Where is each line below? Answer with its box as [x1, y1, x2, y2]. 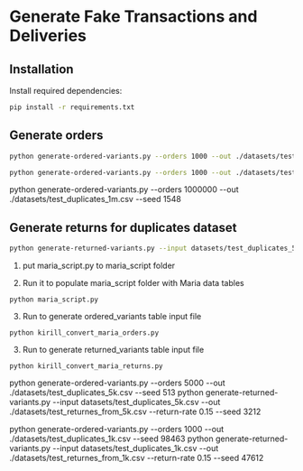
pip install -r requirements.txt [9, 103, 135, 112]
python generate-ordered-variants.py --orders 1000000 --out [9, 184, 239, 195]
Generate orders [9, 128, 104, 143]
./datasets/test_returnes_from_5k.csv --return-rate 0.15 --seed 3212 [9, 406, 262, 417]
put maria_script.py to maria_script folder [22, 260, 176, 272]
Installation [9, 61, 74, 77]
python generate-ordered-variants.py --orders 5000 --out [9, 377, 225, 389]
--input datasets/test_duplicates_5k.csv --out [52, 397, 221, 408]
